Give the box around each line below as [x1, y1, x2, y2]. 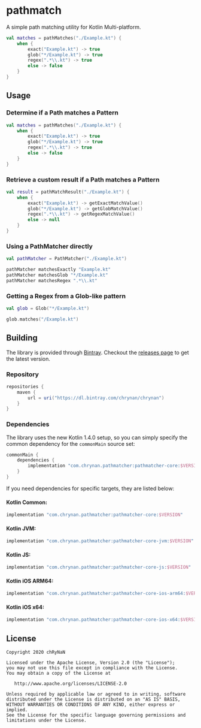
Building [6, 333, 38, 343]
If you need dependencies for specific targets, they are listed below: [6, 485, 175, 492]
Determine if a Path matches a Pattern [6, 108, 118, 117]
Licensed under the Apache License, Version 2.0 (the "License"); [6, 660, 175, 666]
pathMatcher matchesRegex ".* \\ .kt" [6, 277, 98, 283]
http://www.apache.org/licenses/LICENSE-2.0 [14, 681, 127, 687]
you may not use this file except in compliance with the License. [6, 665, 178, 671]
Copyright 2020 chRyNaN [6, 650, 66, 655]
